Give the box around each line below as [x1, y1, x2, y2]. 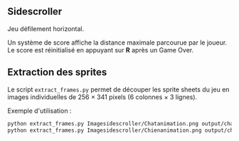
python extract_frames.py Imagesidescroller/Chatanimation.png [7, 120, 199, 127]
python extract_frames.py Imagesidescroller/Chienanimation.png [7, 127, 202, 134]
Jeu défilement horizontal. [7, 24, 85, 33]
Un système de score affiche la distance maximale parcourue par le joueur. [7, 38, 228, 47]
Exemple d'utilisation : [7, 106, 72, 115]
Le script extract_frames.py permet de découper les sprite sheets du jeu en [7, 85, 230, 94]
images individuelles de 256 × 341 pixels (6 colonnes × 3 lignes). [7, 92, 198, 101]
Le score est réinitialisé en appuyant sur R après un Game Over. [7, 45, 194, 54]
